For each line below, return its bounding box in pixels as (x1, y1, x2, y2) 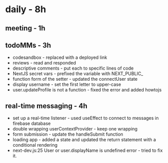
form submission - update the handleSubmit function (12, 131, 123, 138)
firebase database (12, 120, 51, 126)
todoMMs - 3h (5, 41, 51, 49)
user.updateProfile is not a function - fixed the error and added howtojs (12, 87, 162, 93)
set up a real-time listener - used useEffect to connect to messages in (12, 115, 159, 121)
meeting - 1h (5, 24, 46, 32)
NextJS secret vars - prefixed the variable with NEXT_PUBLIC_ (12, 71, 144, 77)
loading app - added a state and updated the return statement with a (12, 137, 156, 143)
